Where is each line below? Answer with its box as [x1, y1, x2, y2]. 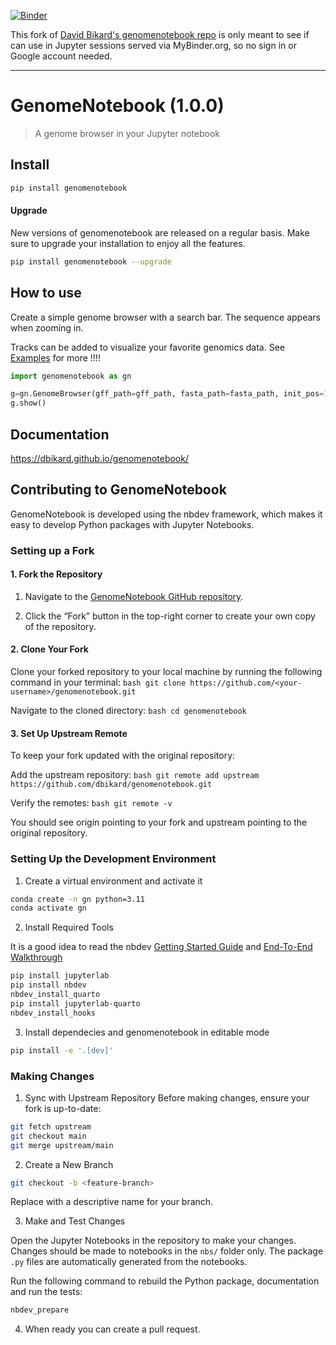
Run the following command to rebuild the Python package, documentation [10, 1275, 320, 1287]
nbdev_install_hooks [10, 1008, 97, 1018]
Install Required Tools [24, 921, 114, 934]
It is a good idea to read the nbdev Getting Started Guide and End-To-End [10, 941, 313, 953]
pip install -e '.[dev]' [10, 1045, 114, 1055]
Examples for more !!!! [10, 351, 101, 364]
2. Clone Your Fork [10, 643, 89, 655]
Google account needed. [10, 50, 113, 62]
